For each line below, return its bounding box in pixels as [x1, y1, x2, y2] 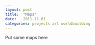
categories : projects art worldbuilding [5, 21, 91, 26]
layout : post [5, 7, 32, 12]
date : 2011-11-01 [5, 16, 46, 21]
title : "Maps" [5, 12, 37, 17]
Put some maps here [5, 35, 48, 41]
